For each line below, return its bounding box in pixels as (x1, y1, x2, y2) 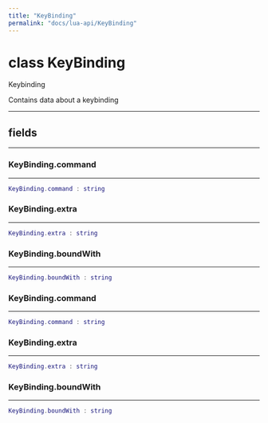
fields (8, 125, 37, 140)
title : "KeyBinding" (8, 11, 77, 20)
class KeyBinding (8, 53, 126, 72)
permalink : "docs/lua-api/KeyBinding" (8, 19, 137, 27)
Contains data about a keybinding (8, 95, 119, 105)
